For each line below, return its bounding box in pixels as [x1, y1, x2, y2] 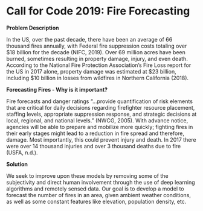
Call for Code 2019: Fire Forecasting [6, 4, 190, 18]
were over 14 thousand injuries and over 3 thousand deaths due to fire [6, 142, 181, 150]
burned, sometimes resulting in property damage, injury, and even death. [6, 55, 188, 62]
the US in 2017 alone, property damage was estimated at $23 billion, [6, 68, 176, 75]
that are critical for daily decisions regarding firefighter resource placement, [6, 104, 195, 111]
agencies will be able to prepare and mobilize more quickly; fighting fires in [6, 123, 193, 130]
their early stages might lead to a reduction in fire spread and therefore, [6, 130, 185, 137]
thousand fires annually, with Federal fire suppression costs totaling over [6, 42, 187, 49]
